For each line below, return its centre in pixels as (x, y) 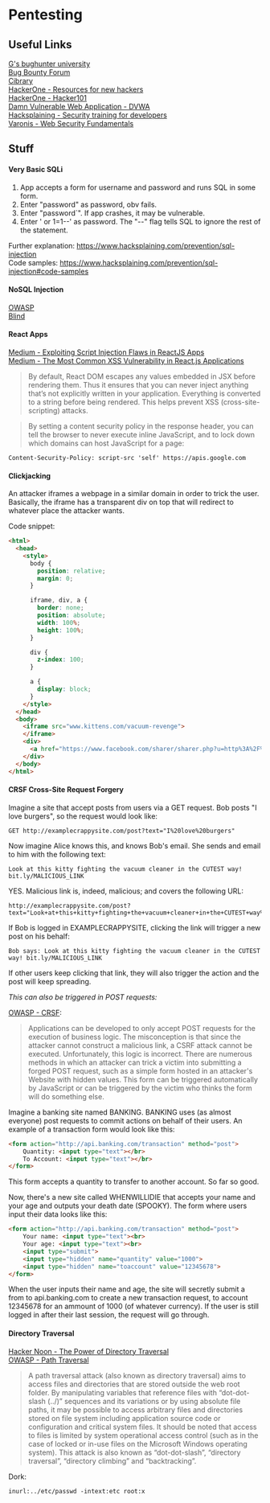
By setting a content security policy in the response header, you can (141, 426)
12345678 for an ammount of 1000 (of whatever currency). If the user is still (134, 1306)
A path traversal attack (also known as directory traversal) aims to (137, 1375)
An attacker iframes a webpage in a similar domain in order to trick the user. (134, 494)
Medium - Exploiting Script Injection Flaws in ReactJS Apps (106, 352)
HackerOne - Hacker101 (47, 98)
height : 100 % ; (61, 630)
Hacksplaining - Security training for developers (88, 115)
